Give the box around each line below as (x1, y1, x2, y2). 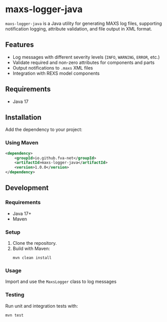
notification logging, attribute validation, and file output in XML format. (5, 25, 152, 31)
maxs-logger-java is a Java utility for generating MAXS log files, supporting (5, 20, 162, 26)
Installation (5, 113, 42, 121)
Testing (5, 291, 24, 298)
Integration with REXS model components (12, 70, 100, 76)
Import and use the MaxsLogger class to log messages (5, 278, 117, 285)
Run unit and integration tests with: (5, 303, 78, 309)
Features (5, 41, 34, 49)
